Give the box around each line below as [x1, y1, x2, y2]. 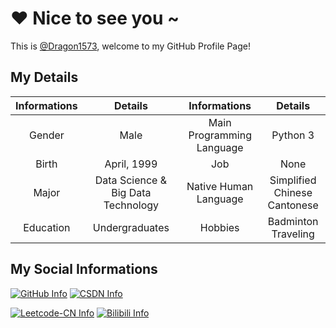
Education [23, 220, 71, 234]
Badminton [267, 214, 319, 228]
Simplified [269, 173, 317, 187]
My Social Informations [10, 261, 158, 278]
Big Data [111, 185, 152, 199]
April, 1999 [104, 157, 158, 171]
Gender [28, 128, 65, 142]
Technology [103, 198, 160, 212]
